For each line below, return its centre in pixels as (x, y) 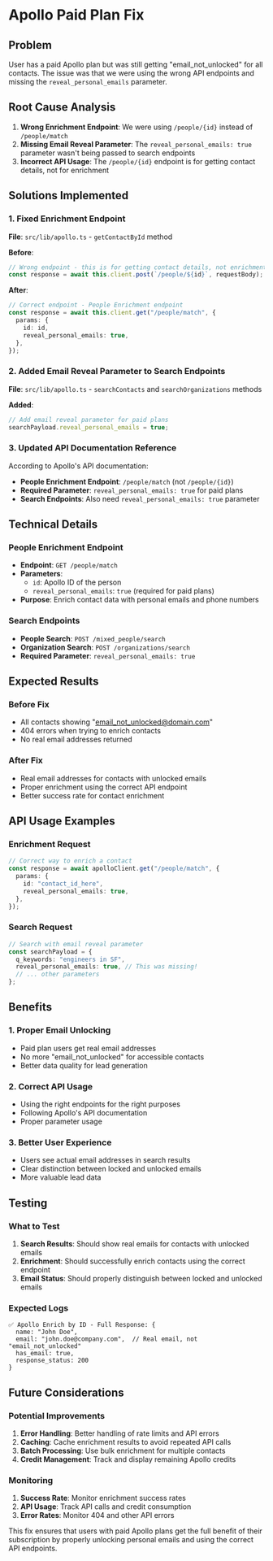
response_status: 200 (52, 1361)
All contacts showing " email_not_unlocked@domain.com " (117, 722)
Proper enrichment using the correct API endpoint (104, 787)
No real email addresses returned (76, 739)
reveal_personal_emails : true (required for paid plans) (123, 591)
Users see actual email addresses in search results (105, 1160)
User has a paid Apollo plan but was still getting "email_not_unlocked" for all (136, 64)
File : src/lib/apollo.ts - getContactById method (91, 237)
